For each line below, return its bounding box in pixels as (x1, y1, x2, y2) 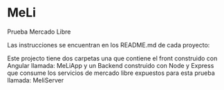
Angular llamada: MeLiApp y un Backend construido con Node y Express (7, 61, 214, 69)
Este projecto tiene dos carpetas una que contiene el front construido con (7, 54, 218, 63)
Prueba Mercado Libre (7, 27, 71, 36)
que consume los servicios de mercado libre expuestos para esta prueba (7, 69, 216, 77)
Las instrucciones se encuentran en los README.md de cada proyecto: (7, 41, 210, 49)
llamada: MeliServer (7, 76, 64, 84)
